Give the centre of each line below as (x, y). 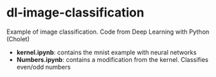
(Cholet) (18, 38)
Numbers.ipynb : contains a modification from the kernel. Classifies (112, 59)
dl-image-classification (75, 13)
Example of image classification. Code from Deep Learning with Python (108, 32)
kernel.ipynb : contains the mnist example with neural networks (107, 52)
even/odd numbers (43, 67)
